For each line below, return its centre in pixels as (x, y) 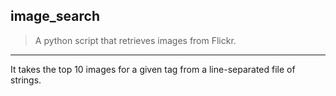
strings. (26, 80)
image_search (55, 16)
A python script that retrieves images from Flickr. (135, 40)
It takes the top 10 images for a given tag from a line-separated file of (153, 69)
